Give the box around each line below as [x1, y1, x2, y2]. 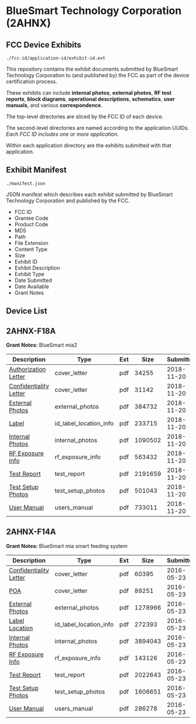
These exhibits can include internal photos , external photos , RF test [6, 89, 172, 96]
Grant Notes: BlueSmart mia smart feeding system [6, 542, 128, 549]
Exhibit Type [14, 270, 45, 277]
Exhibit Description [14, 264, 60, 271]
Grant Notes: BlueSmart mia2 [6, 342, 78, 349]
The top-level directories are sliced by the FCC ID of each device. [6, 113, 164, 120]
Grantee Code [14, 215, 48, 222]
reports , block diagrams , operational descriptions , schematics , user [6, 95, 175, 102]
